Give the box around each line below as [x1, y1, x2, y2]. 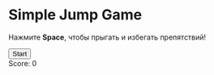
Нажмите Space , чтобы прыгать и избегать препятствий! [8, 32, 207, 42]
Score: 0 [8, 58, 37, 68]
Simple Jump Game [8, 6, 143, 24]
